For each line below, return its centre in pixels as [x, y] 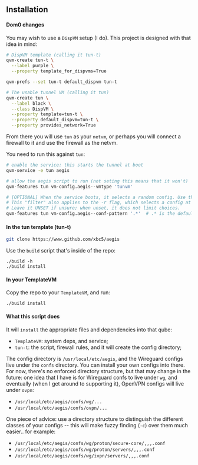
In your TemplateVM [32, 280]
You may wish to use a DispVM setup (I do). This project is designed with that [99, 38]
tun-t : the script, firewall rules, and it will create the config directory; [98, 347]
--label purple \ [33, 66]
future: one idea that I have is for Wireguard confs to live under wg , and [92, 377]
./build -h [19, 261]
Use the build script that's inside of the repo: [61, 251]
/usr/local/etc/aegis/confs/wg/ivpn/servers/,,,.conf [82, 456]
